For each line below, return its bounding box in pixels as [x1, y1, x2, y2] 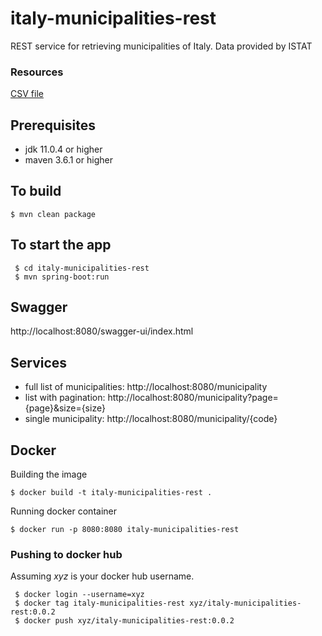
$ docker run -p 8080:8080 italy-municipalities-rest [10, 525, 240, 535]
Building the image [10, 468, 88, 481]
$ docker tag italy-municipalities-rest [14, 598, 186, 609]
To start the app [10, 237, 112, 254]
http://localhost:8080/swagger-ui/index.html [10, 325, 194, 337]
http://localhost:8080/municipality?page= [107, 392, 279, 404]
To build [10, 183, 62, 200]
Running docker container [10, 505, 117, 517]
